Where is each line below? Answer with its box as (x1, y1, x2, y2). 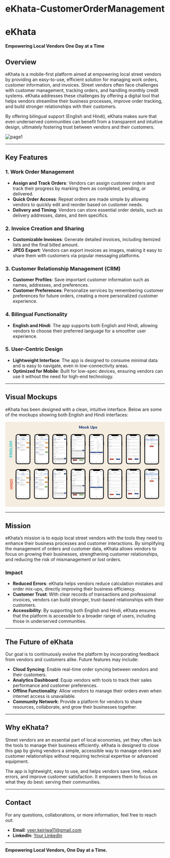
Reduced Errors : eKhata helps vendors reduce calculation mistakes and (12, 580, 163, 587)
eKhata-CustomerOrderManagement (5, 3, 165, 15)
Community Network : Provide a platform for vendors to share (12, 698, 142, 705)
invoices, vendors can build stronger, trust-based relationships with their (12, 597, 164, 603)
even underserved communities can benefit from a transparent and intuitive (5, 119, 163, 125)
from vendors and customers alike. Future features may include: (5, 656, 139, 662)
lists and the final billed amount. (12, 242, 79, 248)
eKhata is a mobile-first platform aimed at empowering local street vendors (5, 71, 162, 77)
